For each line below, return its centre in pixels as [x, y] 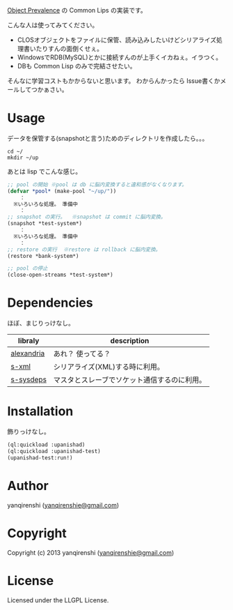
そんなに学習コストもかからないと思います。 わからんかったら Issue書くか [114, 81]
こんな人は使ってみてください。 [53, 25]
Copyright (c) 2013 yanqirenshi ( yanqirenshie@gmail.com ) [91, 552]
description [130, 341]
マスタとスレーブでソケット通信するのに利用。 [130, 380]
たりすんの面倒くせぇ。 [69, 48]
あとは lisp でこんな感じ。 [45, 171]
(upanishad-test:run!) [40, 458]
